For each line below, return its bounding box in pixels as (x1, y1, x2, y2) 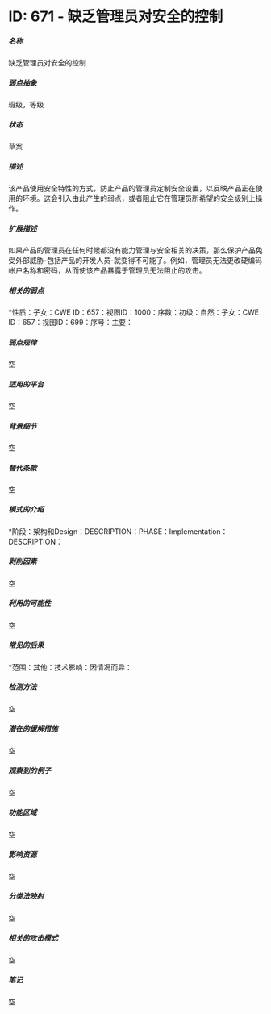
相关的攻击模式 (8, 933, 58, 943)
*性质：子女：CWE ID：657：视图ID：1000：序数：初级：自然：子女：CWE (8, 307, 260, 317)
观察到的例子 (8, 766, 51, 775)
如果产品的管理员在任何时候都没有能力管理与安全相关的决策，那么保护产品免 (8, 245, 263, 255)
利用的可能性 (8, 599, 51, 608)
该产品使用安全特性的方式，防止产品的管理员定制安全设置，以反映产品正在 (8, 183, 256, 194)
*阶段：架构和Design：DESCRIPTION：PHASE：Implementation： (8, 526, 228, 536)
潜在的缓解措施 (8, 724, 58, 734)
